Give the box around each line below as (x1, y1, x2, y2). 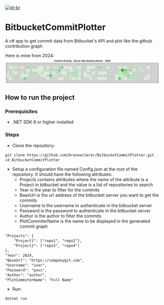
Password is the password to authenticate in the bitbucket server (19, 208, 151, 213)
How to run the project (5, 94, 75, 101)
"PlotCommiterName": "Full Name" (5, 277, 73, 282)
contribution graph (5, 43, 43, 49)
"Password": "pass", (5, 267, 47, 273)
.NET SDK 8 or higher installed (12, 119, 74, 125)
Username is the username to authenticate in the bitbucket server (19, 202, 152, 208)
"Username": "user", (5, 262, 47, 268)
